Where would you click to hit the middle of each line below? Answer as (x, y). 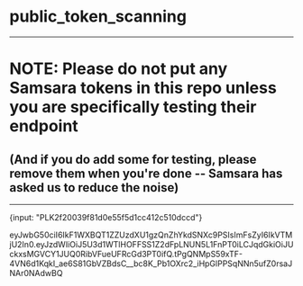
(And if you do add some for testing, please (133, 159)
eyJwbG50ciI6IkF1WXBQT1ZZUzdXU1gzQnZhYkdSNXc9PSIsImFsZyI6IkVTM (151, 235)
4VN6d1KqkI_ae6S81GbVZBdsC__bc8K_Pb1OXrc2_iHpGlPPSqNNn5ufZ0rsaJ (151, 264)
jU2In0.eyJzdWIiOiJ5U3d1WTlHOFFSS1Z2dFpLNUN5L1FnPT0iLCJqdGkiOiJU (151, 244)
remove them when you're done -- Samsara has (146, 173)
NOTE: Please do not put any (119, 69)
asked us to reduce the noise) (94, 188)
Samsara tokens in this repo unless (143, 88)
